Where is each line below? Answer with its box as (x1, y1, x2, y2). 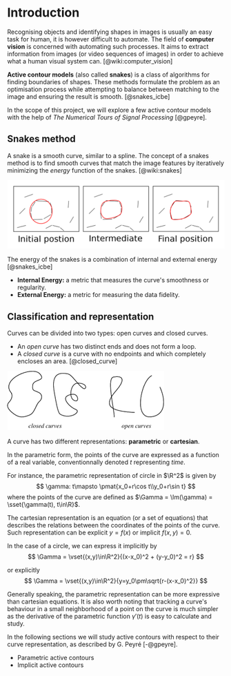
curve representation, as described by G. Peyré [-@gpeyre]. (7, 640, 178, 648)
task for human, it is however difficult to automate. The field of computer (7, 35, 214, 43)
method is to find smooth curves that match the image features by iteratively (7, 159, 224, 167)
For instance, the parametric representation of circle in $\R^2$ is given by (7, 472, 217, 480)
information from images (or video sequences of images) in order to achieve (7, 50, 224, 58)
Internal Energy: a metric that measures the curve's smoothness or (17, 276, 209, 284)
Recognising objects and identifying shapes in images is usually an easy (7, 28, 212, 36)
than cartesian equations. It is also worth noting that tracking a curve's (7, 597, 208, 606)
